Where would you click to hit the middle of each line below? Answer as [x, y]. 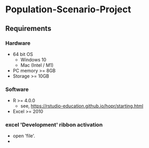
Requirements [28, 29]
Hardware [18, 43]
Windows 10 [33, 60]
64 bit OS [23, 54]
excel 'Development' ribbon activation [54, 125]
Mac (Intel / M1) [37, 65]
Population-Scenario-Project [68, 10]
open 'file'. [24, 136]
